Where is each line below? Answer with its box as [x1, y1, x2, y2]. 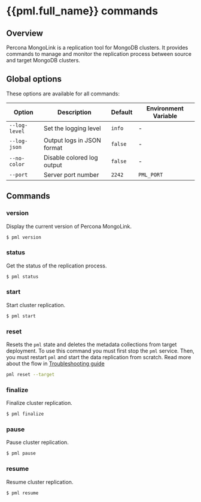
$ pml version [6, 234, 42, 241]
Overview [6, 28, 44, 38]
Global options [6, 74, 62, 85]
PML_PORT [138, 171, 163, 178]
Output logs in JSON [44, 136, 102, 145]
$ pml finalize [6, 411, 44, 417]
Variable [153, 112, 178, 120]
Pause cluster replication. [6, 439, 69, 446]
